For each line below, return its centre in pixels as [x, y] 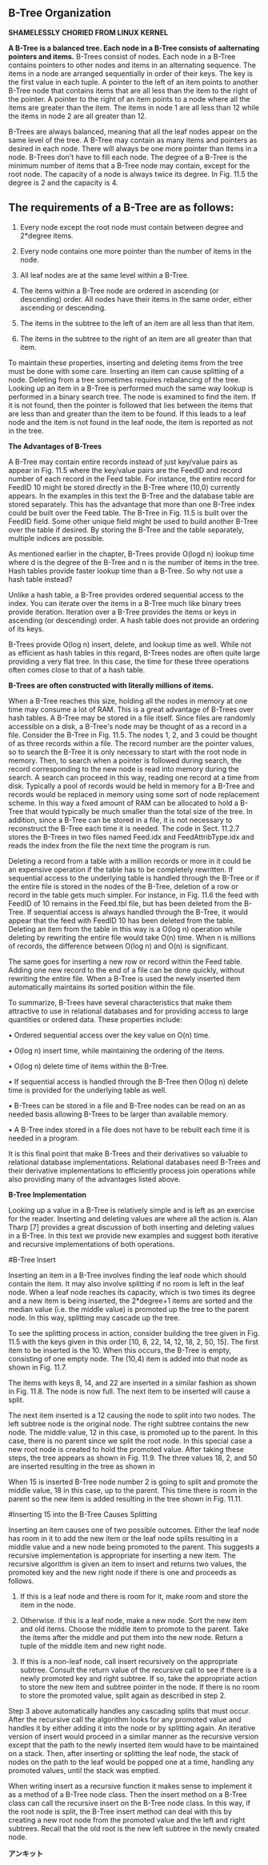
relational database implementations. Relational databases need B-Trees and [135, 1162]
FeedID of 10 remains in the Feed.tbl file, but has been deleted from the [125, 903]
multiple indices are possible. [56, 538]
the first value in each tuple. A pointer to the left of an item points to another [133, 82]
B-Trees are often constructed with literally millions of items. [111, 685]
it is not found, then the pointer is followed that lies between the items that [130, 405]
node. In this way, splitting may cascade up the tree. [94, 1318]
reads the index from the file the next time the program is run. [110, 845]
